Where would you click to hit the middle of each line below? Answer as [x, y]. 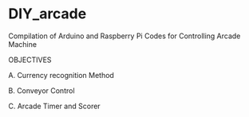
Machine [23, 44]
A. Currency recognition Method [61, 75]
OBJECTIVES [30, 60]
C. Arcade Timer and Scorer [55, 106]
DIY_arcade [47, 14]
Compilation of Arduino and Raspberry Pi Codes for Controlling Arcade [125, 36]
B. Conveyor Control [41, 90]
